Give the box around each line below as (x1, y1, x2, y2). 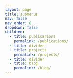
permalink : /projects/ (14, 52, 60, 57)
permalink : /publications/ (14, 39, 69, 44)
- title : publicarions (9, 34, 55, 39)
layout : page (5, 7, 32, 12)
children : (5, 30, 25, 34)
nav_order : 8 (5, 20, 32, 26)
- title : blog (9, 61, 38, 66)
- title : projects (9, 47, 47, 52)
